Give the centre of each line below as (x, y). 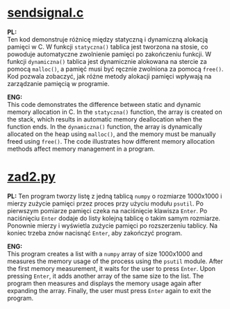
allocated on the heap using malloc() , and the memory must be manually (112, 134)
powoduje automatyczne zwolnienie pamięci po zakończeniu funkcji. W (109, 54)
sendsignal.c (46, 13)
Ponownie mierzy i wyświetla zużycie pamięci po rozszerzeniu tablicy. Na (112, 225)
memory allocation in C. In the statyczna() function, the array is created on (115, 112)
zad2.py (31, 177)
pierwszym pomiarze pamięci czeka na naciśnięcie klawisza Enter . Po (107, 210)
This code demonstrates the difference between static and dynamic (104, 104)
